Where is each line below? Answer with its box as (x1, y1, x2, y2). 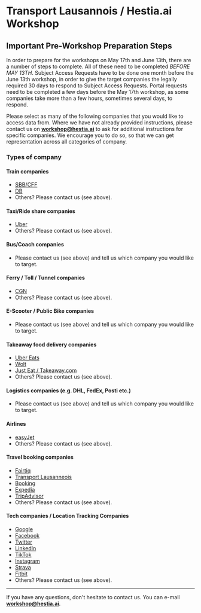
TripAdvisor (14, 492, 44, 499)
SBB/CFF (14, 181, 38, 188)
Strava (14, 563, 31, 571)
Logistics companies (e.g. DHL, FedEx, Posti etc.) (6, 387, 131, 394)
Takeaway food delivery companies (6, 341, 97, 348)
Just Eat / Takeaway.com (14, 367, 77, 374)
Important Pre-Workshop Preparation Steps (6, 41, 172, 51)
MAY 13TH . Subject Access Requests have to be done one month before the (6, 69, 194, 76)
